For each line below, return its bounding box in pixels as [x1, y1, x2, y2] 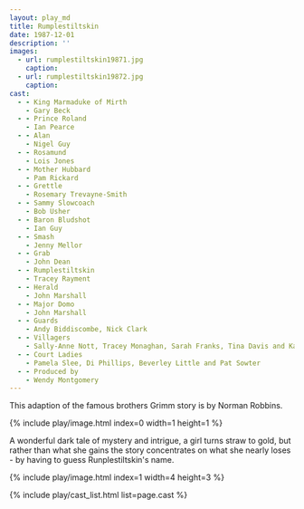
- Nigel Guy [25, 139, 71, 149]
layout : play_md [9, 13, 71, 23]
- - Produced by [17, 367, 79, 376]
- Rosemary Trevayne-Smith [25, 190, 128, 199]
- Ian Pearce [25, 123, 75, 132]
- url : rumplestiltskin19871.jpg [17, 55, 144, 64]
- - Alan [17, 131, 51, 140]
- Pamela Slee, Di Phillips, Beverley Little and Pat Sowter [25, 359, 261, 368]
